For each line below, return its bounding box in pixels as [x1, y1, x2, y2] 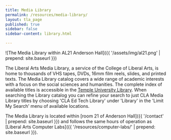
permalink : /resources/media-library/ [5, 12, 88, 17]
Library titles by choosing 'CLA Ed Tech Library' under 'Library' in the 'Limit [5, 98, 164, 104]
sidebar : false [5, 27, 38, 32]
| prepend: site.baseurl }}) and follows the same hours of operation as [5, 119, 152, 124]
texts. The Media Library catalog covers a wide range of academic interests [5, 76, 164, 82]
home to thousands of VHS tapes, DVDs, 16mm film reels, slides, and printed [5, 71, 166, 77]
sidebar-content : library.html [5, 31, 72, 36]
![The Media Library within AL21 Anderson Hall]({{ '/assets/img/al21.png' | [5, 50, 161, 56]
